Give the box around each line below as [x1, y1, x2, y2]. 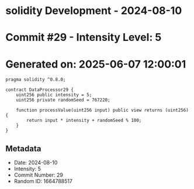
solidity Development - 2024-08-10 [5, 4, 182, 17]
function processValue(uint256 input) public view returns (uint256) [16, 107, 189, 113]
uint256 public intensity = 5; [16, 92, 92, 98]
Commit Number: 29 [13, 171, 64, 178]
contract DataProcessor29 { [5, 87, 74, 93]
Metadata [5, 143, 41, 153]
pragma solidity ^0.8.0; [5, 77, 66, 83]
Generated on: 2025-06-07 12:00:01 [5, 57, 186, 71]
